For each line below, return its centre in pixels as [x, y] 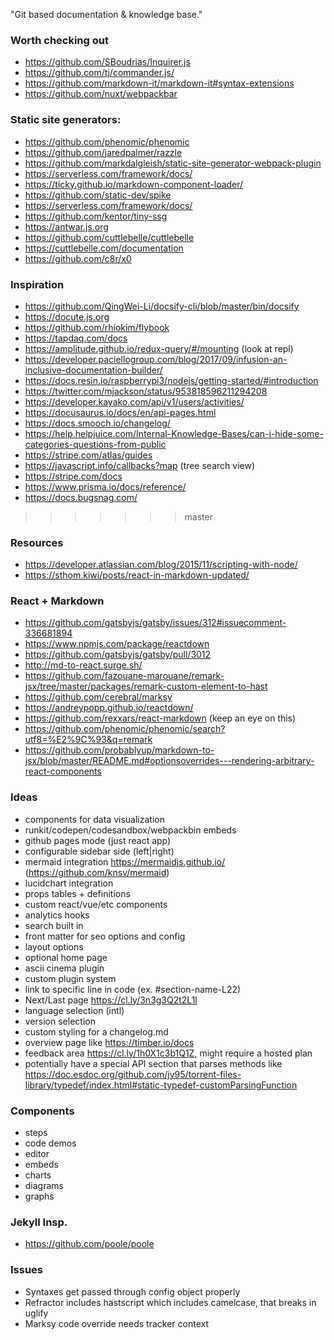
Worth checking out [59, 40]
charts [38, 1175]
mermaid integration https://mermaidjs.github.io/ [125, 861]
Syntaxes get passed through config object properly [132, 1291]
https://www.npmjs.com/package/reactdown [117, 644]
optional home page [66, 957]
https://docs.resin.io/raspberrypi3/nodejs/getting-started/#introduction [171, 380]
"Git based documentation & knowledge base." [106, 14]
